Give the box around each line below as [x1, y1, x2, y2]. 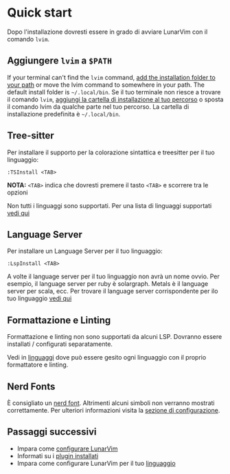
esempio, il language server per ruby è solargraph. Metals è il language [7, 280, 209, 288]
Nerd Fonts [7, 380, 56, 392]
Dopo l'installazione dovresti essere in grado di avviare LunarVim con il [7, 28, 208, 36]
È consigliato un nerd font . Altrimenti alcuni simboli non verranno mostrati [7, 399, 215, 407]
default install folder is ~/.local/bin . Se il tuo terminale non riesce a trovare [7, 87, 221, 96]
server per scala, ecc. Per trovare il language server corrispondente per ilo [7, 287, 218, 296]
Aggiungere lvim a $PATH [7, 55, 112, 67]
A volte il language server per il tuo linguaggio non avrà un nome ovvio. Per [7, 272, 220, 280]
